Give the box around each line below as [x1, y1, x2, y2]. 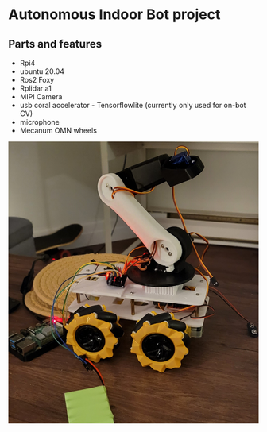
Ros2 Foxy [19, 75, 55, 84]
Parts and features [8, 37, 103, 51]
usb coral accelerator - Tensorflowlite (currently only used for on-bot [19, 101, 246, 110]
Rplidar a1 [19, 83, 52, 93]
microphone [19, 118, 60, 126]
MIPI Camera [19, 92, 63, 101]
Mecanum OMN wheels [19, 125, 98, 135]
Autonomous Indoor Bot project [8, 6, 221, 24]
